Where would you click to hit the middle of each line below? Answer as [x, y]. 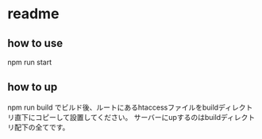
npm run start [30, 62]
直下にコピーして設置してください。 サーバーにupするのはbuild [118, 117]
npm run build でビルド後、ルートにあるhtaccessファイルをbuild [113, 107]
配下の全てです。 [42, 127]
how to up [33, 87]
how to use [35, 43]
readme [33, 14]
